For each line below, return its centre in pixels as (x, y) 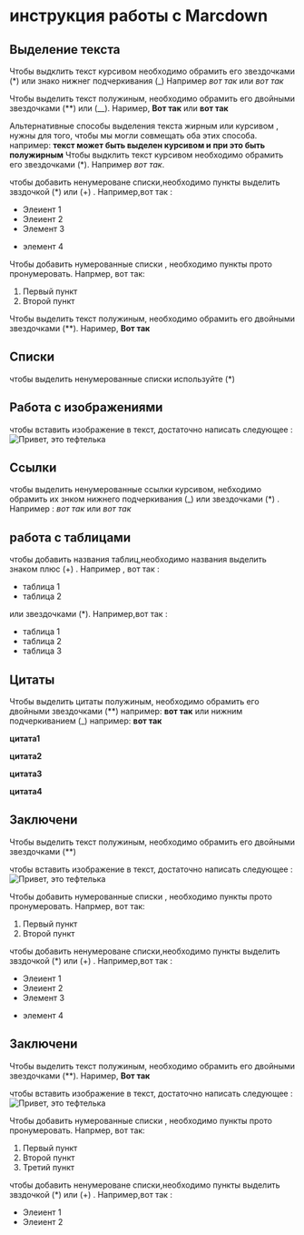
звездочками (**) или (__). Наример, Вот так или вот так (119, 108)
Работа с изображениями (86, 407)
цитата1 (25, 739)
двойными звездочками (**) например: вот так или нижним (126, 712)
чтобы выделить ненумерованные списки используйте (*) (123, 379)
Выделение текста (65, 50)
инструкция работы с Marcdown (139, 16)
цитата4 (26, 792)
